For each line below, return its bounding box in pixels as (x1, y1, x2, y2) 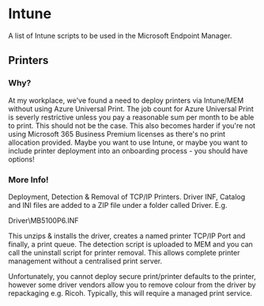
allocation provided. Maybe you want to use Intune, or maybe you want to (8, 138, 248, 147)
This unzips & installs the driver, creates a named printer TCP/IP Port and (8, 231, 246, 240)
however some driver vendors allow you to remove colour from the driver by (8, 280, 256, 289)
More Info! (8, 174, 49, 185)
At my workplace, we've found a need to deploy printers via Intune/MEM (8, 96, 244, 105)
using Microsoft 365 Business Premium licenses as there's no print (8, 129, 226, 138)
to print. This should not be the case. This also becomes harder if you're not (8, 120, 255, 130)
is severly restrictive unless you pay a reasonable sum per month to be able (8, 112, 255, 122)
